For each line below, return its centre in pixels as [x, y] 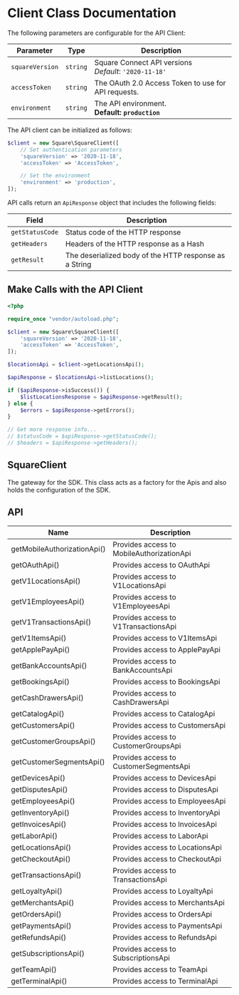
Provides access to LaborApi [160, 835]
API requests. [117, 92]
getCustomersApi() [43, 725]
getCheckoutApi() [41, 859]
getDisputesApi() [39, 789]
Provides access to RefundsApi [165, 937]
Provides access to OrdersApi [162, 914]
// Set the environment [55, 176]
